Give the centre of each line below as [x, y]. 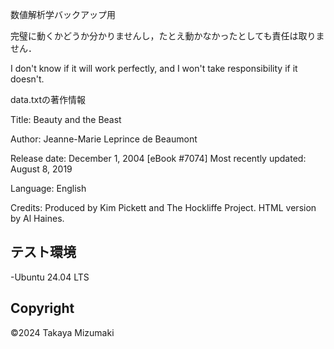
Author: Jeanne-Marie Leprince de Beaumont [104, 139]
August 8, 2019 [41, 169]
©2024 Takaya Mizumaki [62, 332]
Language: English [48, 188]
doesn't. [27, 79]
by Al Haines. [37, 218]
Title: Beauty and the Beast [66, 119]
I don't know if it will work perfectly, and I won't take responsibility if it [154, 68]
